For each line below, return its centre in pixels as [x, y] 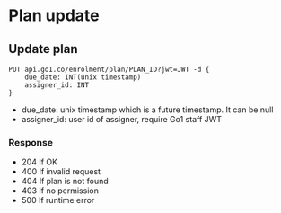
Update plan [43, 49]
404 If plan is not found [65, 182]
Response [31, 142]
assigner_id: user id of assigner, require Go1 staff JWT [121, 119]
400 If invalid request [61, 172]
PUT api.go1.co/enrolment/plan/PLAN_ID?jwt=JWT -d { [109, 69]
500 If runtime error [58, 200]
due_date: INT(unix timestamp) [83, 77]
